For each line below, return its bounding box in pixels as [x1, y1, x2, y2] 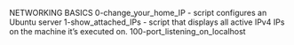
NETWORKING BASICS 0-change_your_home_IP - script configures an [9, 8, 267, 18]
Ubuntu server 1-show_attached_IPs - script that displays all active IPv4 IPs [9, 17, 285, 27]
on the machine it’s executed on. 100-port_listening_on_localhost [9, 26, 246, 36]
